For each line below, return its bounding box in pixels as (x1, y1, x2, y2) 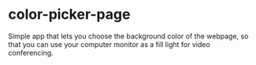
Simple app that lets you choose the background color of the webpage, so (8, 31, 249, 41)
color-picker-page (8, 5, 131, 23)
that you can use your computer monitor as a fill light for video (8, 39, 210, 49)
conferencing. (8, 48, 54, 57)
